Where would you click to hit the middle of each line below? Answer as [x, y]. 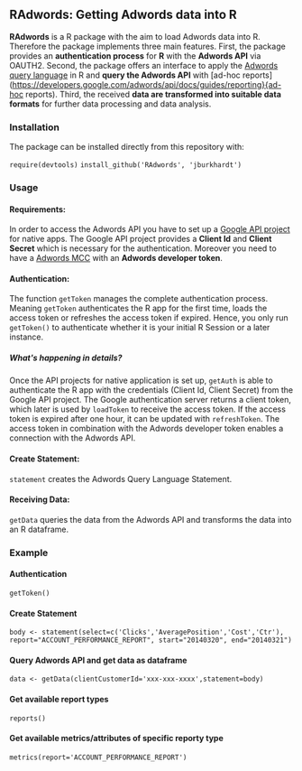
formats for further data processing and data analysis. [110, 104]
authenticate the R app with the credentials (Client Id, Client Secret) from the [151, 390]
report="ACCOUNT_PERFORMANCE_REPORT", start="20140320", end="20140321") [151, 640]
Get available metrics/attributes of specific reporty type [116, 738]
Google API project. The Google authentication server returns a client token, [150, 400]
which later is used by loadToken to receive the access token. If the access [148, 409]
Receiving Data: [40, 499]
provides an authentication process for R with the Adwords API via [135, 56]
